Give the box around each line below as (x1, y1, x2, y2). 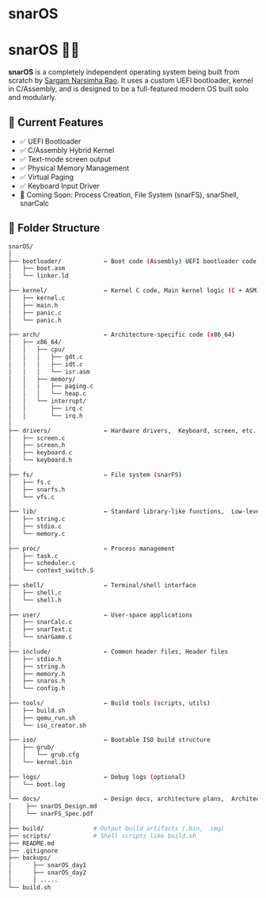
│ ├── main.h (8, 301, 59, 309)
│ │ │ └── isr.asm (8, 368, 90, 376)
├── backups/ (8, 854, 51, 862)
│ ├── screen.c (8, 434, 66, 442)
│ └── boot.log (8, 780, 66, 789)
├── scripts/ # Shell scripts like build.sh (8, 831, 196, 840)
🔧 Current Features (8, 116, 104, 129)
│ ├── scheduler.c (8, 560, 77, 567)
